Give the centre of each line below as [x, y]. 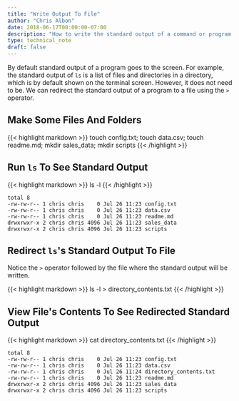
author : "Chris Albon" [41, 21]
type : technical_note [40, 41]
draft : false [27, 47]
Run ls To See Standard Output [78, 167]
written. [19, 275]
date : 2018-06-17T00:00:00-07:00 [57, 27]
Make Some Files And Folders [75, 120]
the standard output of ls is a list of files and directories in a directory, [110, 75]
